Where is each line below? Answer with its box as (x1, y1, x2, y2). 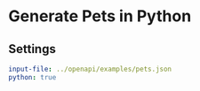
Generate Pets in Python (8, 6, 192, 27)
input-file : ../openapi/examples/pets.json (8, 64, 172, 73)
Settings (8, 42, 57, 57)
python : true (8, 72, 57, 81)
